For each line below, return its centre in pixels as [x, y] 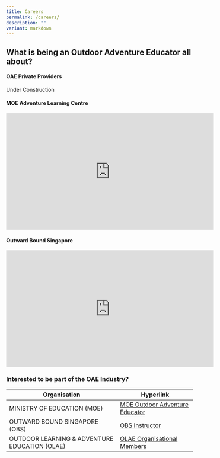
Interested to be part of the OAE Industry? [68, 379]
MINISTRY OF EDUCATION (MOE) [56, 408]
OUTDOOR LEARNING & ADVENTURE [61, 438]
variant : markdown [29, 28]
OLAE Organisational [149, 438]
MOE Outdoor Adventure [154, 405]
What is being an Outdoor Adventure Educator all [99, 52]
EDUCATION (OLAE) [37, 446]
